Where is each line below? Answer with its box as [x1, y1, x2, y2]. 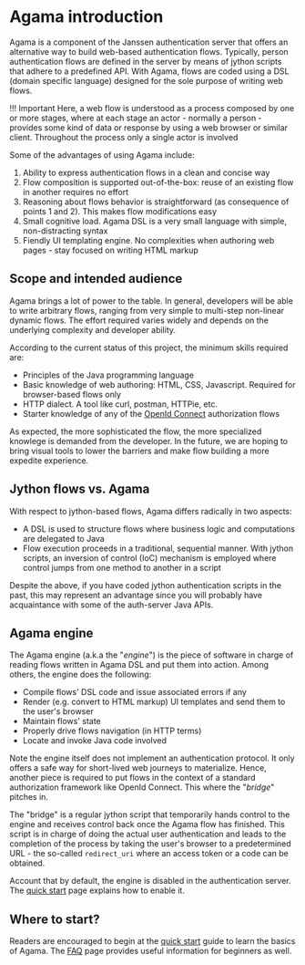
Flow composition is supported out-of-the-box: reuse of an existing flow [22, 176, 294, 188]
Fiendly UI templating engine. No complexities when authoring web [22, 234, 275, 245]
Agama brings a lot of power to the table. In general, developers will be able [9, 295, 294, 306]
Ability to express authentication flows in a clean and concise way [22, 167, 270, 178]
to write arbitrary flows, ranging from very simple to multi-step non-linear [9, 305, 285, 316]
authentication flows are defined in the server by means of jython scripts [9, 56, 282, 67]
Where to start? [9, 911, 100, 927]
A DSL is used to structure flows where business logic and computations [22, 523, 296, 534]
